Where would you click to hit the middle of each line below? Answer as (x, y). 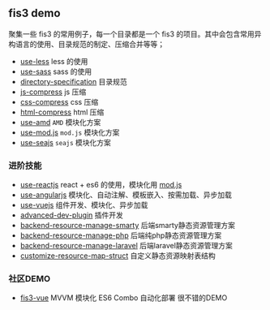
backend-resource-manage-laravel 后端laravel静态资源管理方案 (126, 246)
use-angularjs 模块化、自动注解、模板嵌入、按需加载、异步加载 (126, 195)
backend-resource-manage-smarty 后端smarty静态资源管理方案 (127, 226)
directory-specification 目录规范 (73, 81)
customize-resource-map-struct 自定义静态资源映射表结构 (118, 256)
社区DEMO (30, 279)
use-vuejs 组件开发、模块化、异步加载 (84, 205)
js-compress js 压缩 (53, 92)
